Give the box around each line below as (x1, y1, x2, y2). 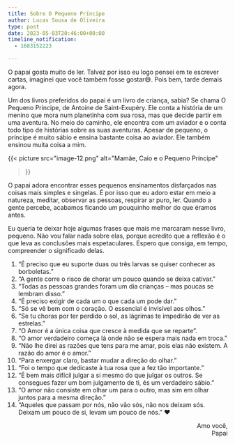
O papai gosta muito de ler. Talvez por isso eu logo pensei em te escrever (8, 68, 219, 76)
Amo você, (197, 422, 228, 429)
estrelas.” (17, 319, 46, 328)
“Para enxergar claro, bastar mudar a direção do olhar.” (17, 356, 177, 365)
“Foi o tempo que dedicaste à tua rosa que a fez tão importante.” (17, 364, 204, 372)
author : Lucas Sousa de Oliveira (8, 17, 105, 24)
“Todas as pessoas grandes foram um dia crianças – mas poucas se (17, 282, 215, 290)
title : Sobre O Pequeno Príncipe (8, 10, 105, 17)
